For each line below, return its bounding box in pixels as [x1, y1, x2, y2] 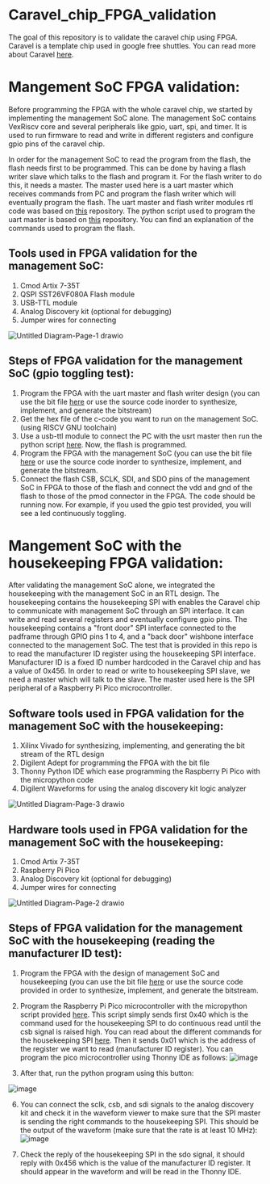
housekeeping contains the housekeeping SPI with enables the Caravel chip [8, 598, 260, 607]
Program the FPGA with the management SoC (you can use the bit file [19, 448, 252, 458]
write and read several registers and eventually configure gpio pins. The [8, 615, 247, 624]
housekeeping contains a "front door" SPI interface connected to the [8, 623, 237, 633]
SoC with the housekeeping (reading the [8, 934, 215, 948]
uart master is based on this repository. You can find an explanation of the [8, 214, 254, 224]
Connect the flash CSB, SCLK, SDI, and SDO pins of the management [19, 474, 250, 484]
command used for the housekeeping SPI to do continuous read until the [19, 1018, 262, 1027]
